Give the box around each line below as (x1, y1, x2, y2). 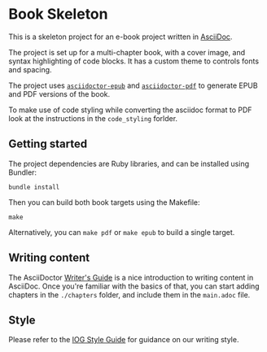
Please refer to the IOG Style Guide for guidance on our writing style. (8, 335, 239, 345)
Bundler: (8, 167, 37, 177)
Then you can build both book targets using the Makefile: (8, 197, 201, 207)
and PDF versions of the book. (8, 89, 111, 98)
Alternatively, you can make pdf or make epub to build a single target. (8, 227, 235, 237)
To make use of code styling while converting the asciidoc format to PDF (8, 105, 252, 115)
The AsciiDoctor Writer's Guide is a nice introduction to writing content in (8, 272, 254, 282)
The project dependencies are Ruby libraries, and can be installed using (8, 159, 250, 168)
